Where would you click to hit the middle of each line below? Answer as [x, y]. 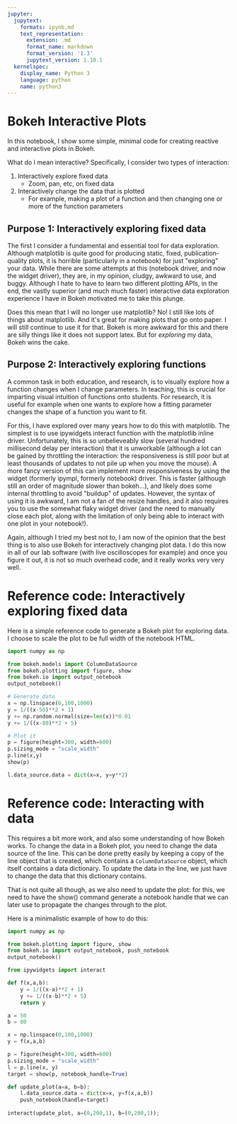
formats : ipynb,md [47, 27]
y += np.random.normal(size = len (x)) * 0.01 [69, 716]
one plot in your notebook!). [48, 523]
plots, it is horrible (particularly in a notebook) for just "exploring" [123, 261]
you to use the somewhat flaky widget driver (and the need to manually [111, 508]
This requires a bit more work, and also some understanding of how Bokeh [116, 838]
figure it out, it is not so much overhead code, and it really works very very [116, 560]
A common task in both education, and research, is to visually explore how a [118, 382]
